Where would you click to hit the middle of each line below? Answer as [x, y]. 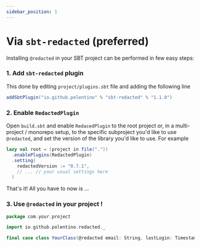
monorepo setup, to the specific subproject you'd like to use [103, 132]
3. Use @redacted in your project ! [54, 204]
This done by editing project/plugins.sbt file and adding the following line [98, 86]
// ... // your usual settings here [63, 172]
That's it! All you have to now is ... [48, 188]
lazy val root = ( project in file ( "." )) [57, 150]
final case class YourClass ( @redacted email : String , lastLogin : [89, 238]
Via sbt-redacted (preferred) [78, 41]
